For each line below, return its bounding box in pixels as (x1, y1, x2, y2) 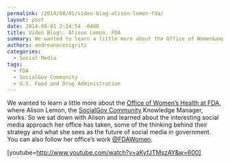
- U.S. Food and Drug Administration (13, 80, 121, 87)
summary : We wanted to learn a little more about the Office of (7, 36, 194, 42)
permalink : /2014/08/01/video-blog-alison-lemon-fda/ (7, 10, 164, 17)
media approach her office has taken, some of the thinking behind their (7, 121, 207, 129)
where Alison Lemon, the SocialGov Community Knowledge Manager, (7, 106, 203, 114)
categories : (7, 49, 41, 55)
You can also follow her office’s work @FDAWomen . (7, 135, 153, 144)
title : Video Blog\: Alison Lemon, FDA (7, 29, 121, 36)
